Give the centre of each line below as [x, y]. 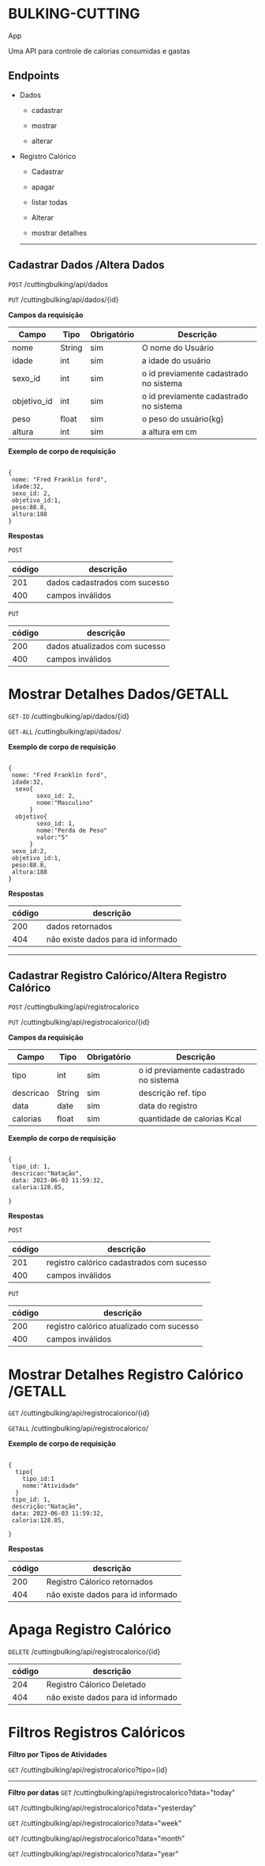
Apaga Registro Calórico [90, 1630]
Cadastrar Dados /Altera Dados [86, 265]
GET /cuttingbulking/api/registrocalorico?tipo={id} [88, 1770]
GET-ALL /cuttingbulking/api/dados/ [65, 731]
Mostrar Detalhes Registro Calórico [126, 1375]
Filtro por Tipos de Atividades [58, 1755]
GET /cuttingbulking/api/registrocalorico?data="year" [93, 1854]
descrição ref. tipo [172, 1094]
